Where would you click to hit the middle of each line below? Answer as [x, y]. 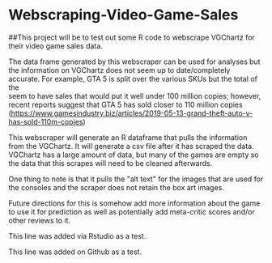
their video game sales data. [55, 45]
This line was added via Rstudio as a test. [77, 235]
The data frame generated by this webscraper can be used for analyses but [134, 62]
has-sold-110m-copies [46, 121]
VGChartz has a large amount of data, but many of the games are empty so [134, 155]
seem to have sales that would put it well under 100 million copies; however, [135, 95]
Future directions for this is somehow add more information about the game [134, 203]
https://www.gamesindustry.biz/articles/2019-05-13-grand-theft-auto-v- [132, 113]
